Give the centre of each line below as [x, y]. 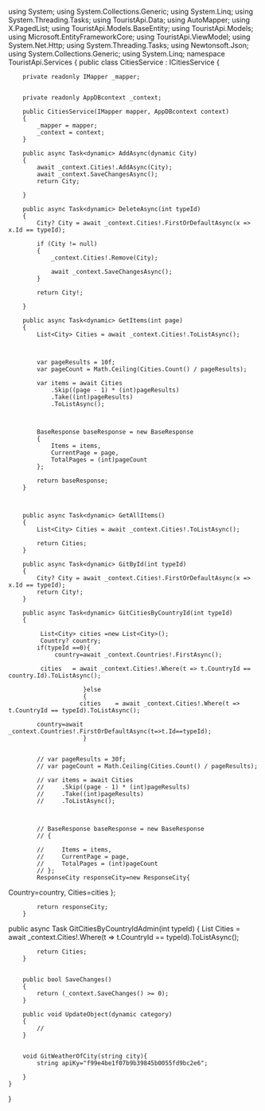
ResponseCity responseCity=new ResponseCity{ [114, 878]
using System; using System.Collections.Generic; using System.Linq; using [131, 12]
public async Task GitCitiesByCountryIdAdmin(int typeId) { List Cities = [125, 929]
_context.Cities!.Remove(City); [104, 258]
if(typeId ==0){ [64, 648]
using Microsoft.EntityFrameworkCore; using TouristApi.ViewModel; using [129, 37]
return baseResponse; [73, 481]
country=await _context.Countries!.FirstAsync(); [138, 655]
